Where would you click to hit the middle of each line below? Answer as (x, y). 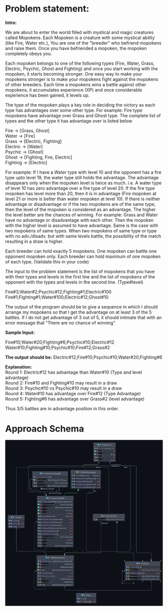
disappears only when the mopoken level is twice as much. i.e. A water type (83, 183)
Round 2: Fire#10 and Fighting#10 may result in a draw (61, 383)
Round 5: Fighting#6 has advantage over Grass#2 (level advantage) (75, 399)
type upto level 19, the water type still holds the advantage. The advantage (82, 177)
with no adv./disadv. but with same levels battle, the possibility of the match (83, 236)
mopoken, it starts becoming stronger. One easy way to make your (74, 74)
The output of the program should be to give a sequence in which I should (81, 307)
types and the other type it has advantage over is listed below (69, 121)
